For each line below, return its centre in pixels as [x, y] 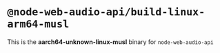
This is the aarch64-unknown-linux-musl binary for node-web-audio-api [110, 42]
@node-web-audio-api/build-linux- [106, 12]
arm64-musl [38, 24]
